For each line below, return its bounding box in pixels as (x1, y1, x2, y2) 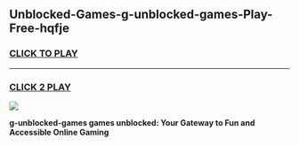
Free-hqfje (9, 21, 69, 36)
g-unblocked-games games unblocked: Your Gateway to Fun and (9, 117, 255, 127)
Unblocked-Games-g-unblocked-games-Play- (9, 7, 273, 22)
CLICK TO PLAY (9, 48, 78, 60)
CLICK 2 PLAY (9, 81, 71, 93)
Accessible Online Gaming (9, 127, 109, 137)
